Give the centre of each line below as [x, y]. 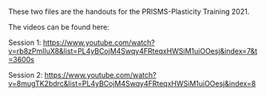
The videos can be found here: [59, 27]
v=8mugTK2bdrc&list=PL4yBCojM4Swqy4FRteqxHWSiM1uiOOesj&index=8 [132, 84]
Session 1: [25, 42]
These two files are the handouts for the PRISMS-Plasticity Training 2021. [129, 12]
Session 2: [26, 75]
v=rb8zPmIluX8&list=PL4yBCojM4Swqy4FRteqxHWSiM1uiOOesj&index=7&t [133, 51]
